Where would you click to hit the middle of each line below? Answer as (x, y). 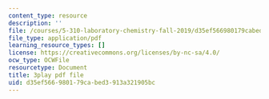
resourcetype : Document (48, 68)
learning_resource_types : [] (57, 46)
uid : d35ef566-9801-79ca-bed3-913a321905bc (82, 82)
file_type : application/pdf (55, 38)
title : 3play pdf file (46, 75)
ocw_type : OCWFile (39, 61)
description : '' (35, 23)
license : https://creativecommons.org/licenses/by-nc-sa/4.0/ (114, 53)
